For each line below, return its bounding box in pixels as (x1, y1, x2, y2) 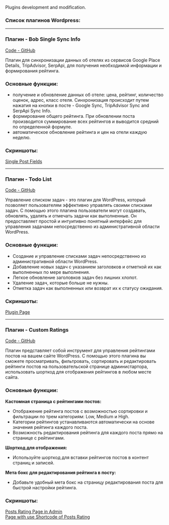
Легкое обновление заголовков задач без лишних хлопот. (12, 274, 138, 280)
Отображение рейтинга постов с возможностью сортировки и (12, 408, 148, 414)
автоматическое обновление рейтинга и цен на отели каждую (12, 129, 147, 135)
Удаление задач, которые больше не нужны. (12, 279, 109, 286)
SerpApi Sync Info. (12, 108, 52, 114)
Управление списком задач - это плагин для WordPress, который (5, 197, 146, 203)
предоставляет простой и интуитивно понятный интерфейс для (5, 218, 142, 224)
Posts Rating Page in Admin (5, 508, 63, 514)
